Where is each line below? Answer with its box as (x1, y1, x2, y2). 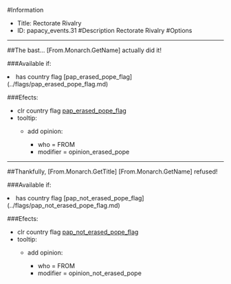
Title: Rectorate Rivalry (16, 19, 82, 27)
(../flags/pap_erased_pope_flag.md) (7, 80, 109, 88)
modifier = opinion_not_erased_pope (37, 269, 142, 277)
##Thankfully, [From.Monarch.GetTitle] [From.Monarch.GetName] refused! (7, 167, 218, 176)
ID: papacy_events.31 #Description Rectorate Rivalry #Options (16, 27, 192, 34)
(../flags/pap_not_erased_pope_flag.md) (7, 202, 120, 209)
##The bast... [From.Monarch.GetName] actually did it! (7, 46, 162, 54)
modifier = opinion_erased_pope (37, 147, 130, 156)
